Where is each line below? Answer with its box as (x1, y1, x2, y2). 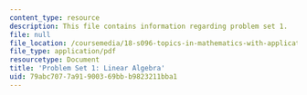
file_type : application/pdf (9, 47, 117, 56)
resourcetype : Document (9, 55, 101, 64)
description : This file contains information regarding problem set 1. (9, 22, 288, 31)
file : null (9, 30, 51, 39)
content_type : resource (9, 13, 101, 23)
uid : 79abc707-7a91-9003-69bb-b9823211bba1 (9, 72, 178, 81)
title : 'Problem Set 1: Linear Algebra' (9, 64, 166, 73)
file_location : (9, 38, 68, 48)
